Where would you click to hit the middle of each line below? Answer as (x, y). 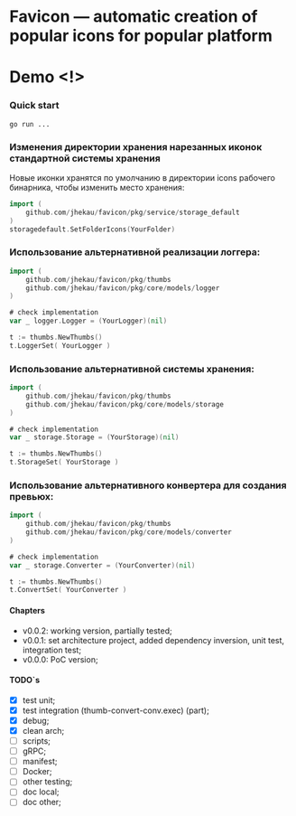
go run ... (30, 124)
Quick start (35, 106)
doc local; (41, 792)
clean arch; (43, 730)
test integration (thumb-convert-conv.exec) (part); (116, 710)
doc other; (42, 802)
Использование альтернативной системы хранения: (132, 369)
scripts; (37, 741)
